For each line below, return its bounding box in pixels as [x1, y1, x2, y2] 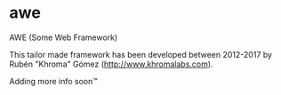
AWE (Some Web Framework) [9, 32, 118, 43]
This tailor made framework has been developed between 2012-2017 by [9, 49, 273, 59]
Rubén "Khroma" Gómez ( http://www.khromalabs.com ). [9, 59, 213, 69]
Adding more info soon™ [9, 75, 98, 86]
